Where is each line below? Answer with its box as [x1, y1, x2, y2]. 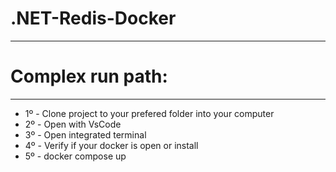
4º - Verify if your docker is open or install [24, 139, 199, 151]
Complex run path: [10, 65, 168, 88]
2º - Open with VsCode [24, 118, 122, 130]
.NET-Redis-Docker [10, 7, 177, 30]
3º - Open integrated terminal [24, 128, 147, 141]
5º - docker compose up [24, 150, 127, 162]
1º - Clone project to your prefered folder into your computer [24, 107, 275, 119]
